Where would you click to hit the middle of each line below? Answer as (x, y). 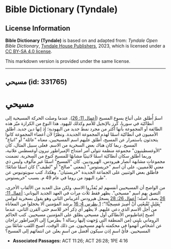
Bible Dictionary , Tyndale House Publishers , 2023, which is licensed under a (85, 46)
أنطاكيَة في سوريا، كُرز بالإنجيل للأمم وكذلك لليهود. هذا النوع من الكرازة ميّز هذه (80, 123)
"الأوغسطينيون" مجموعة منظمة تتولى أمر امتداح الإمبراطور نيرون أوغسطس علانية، (83, 151)
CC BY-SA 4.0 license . (29, 51)
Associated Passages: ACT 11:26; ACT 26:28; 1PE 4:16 (70, 241)
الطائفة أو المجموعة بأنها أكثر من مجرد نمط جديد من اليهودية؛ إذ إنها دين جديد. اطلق (84, 129)
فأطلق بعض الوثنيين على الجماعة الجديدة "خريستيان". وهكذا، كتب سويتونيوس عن (82, 172)
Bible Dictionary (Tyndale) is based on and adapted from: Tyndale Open (81, 40)
